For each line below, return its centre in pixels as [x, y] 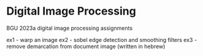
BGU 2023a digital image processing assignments [70, 28]
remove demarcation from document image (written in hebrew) [86, 46]
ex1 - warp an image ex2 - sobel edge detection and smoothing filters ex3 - [102, 40]
